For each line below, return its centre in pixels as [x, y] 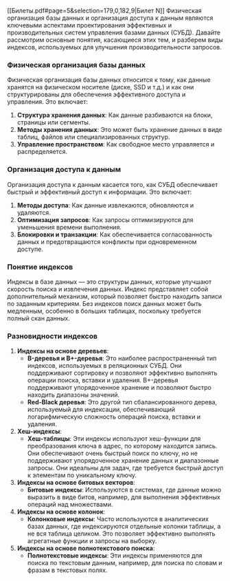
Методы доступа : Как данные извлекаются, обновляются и [105, 205]
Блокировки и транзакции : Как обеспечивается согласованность [115, 234]
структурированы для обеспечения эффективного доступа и [96, 95]
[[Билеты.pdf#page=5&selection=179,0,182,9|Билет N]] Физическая [105, 11]
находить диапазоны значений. [73, 395]
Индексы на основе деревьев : [63, 351]
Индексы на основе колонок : [61, 512]
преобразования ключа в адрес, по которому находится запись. [122, 446]
